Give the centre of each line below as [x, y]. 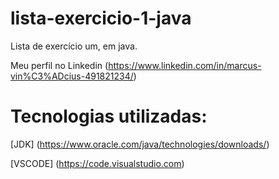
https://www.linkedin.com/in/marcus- [185, 65]
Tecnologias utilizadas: [109, 116]
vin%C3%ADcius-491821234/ [72, 76]
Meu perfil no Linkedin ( [59, 65]
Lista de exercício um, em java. [74, 46]
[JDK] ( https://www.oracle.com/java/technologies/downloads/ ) [140, 144]
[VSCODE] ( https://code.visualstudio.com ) [97, 163]
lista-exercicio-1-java [101, 18]
